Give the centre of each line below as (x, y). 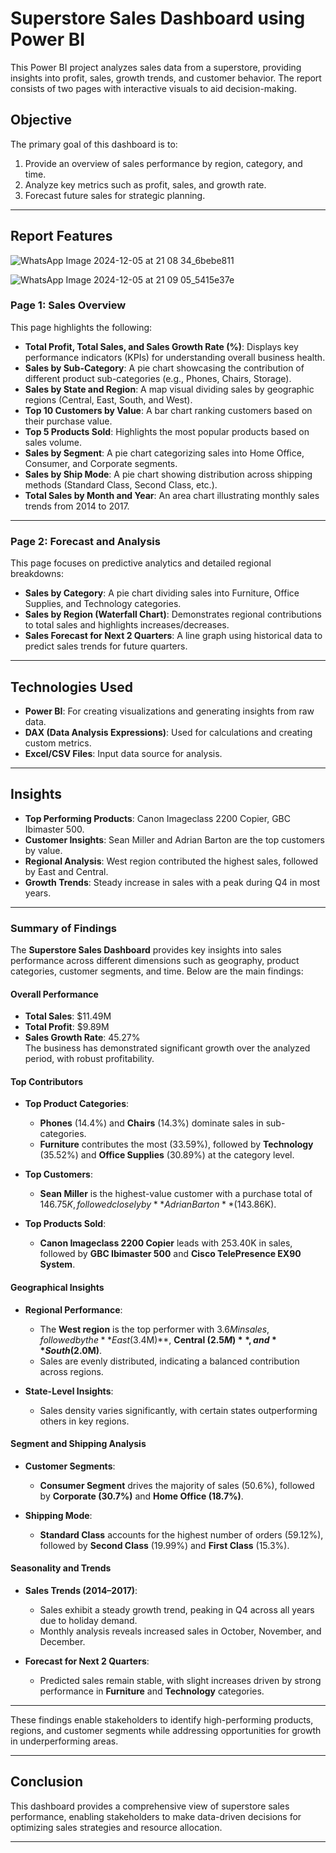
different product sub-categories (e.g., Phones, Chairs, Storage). (158, 378)
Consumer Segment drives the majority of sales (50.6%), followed (177, 1485)
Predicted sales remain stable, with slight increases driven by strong (180, 1681)
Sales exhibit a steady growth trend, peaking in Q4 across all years (177, 1610)
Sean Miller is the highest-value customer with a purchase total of (176, 1194)
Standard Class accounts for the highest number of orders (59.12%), (181, 1534)
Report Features (61, 236)
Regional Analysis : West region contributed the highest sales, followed (171, 861)
